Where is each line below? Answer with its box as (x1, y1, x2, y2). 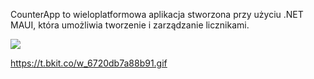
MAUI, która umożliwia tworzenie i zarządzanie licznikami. (10, 19, 250, 31)
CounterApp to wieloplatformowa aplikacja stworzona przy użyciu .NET (10, 9, 304, 20)
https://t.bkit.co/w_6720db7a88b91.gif (10, 57, 168, 69)
